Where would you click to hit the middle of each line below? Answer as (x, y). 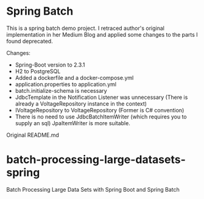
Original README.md (33, 135)
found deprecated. (30, 41)
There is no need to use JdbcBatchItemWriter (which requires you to (101, 117)
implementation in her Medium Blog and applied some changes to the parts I (102, 34)
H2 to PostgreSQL (38, 71)
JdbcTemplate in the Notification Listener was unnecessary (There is (101, 97)
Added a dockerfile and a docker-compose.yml (74, 78)
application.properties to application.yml (66, 84)
